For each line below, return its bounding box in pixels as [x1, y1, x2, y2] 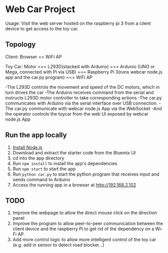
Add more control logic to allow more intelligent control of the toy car [12, 236, 156, 243]
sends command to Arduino [12, 176, 71, 182]
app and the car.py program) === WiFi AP [5, 74, 93, 80]
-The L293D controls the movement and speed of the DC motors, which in [5, 84, 160, 90]
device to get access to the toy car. [5, 25, 79, 31]
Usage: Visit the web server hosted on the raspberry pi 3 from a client [5, 20, 151, 26]
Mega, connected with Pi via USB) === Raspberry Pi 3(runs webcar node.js [5, 69, 163, 75]
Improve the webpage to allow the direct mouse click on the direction [12, 210, 157, 216]
